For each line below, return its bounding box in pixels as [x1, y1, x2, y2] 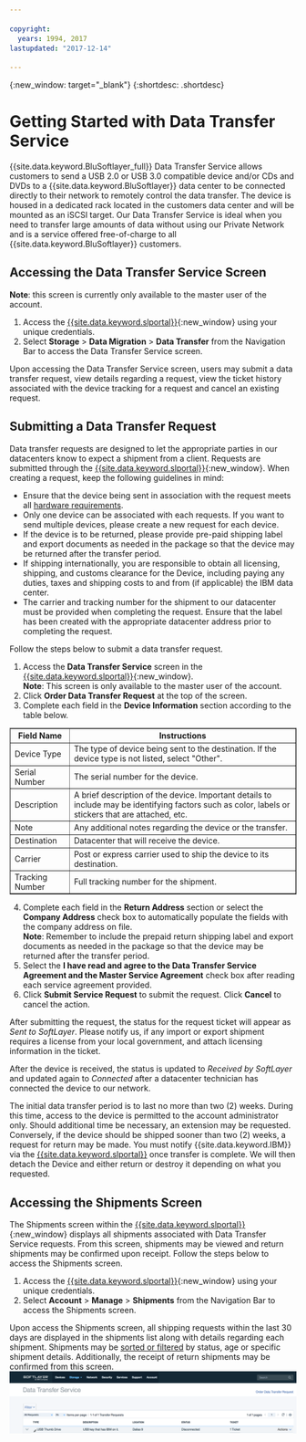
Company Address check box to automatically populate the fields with [22, 912, 289, 923]
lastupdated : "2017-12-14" [9, 44, 112, 53]
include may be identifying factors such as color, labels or [74, 799, 291, 810]
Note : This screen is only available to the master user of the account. [22, 680, 282, 691]
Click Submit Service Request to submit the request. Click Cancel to [22, 989, 282, 1000]
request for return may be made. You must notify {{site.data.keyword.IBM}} [9, 1139, 291, 1150]
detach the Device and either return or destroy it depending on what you [9, 1159, 281, 1170]
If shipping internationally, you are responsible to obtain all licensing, [22, 558, 280, 569]
